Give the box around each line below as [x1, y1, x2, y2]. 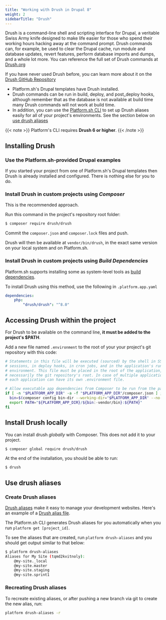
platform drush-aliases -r [5, 610, 61, 615]
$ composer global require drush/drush [5, 447, 87, 451]
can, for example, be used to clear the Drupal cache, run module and [5, 46, 146, 52]
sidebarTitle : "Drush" [5, 16, 52, 21]
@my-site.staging [14, 568, 50, 573]
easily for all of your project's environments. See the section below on [12, 113, 155, 118]
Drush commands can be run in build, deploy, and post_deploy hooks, [12, 91, 155, 97]
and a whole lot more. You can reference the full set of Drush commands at [5, 56, 158, 62]
